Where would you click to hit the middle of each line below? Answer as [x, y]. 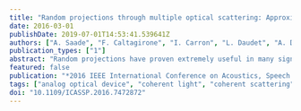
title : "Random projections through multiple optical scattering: [136, 17]
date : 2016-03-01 [42, 26]
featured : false [39, 68]
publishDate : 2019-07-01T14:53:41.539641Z [90, 34]
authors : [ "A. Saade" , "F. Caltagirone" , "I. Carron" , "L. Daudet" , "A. [148, 43]
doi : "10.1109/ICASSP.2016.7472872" [77, 92]
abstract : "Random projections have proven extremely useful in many [142, 59]
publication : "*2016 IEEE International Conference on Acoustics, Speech [150, 76]
